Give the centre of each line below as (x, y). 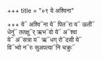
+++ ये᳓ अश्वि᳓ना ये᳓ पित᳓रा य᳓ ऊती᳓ (51, 24)
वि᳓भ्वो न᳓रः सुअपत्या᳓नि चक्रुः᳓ (41, 47)
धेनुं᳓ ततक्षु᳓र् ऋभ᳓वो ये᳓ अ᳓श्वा (42, 32)
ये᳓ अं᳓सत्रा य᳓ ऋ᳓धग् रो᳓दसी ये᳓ (45, 40)
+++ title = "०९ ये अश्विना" (41, 11)
